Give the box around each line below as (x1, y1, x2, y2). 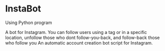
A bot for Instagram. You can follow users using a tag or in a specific (5, 29, 147, 35)
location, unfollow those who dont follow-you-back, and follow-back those (5, 34, 160, 40)
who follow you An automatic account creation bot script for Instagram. (5, 39, 153, 45)
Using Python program (5, 19, 52, 25)
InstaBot (5, 3, 41, 14)
